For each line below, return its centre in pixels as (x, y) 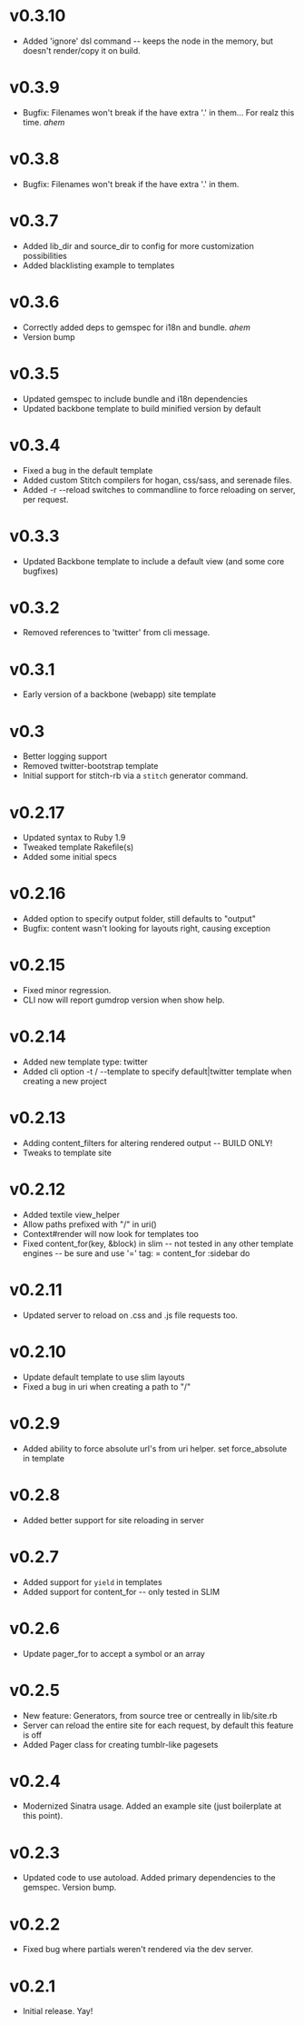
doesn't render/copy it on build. (81, 50)
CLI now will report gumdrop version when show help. (123, 1000)
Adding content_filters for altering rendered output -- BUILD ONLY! (147, 1143)
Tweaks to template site (67, 1152)
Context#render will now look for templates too (111, 1233)
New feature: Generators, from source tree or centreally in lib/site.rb (150, 1715)
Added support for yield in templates (92, 1581)
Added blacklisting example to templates (98, 265)
